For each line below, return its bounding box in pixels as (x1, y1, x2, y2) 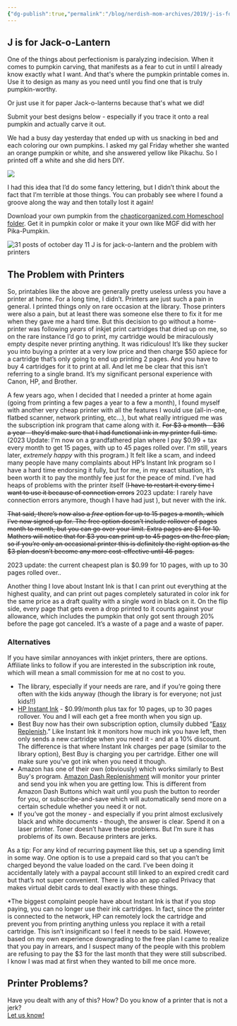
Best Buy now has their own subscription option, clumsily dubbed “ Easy (17, 720, 227, 728)
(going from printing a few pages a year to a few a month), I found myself (7, 398, 220, 407)
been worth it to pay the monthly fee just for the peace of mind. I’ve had (7, 474, 217, 482)
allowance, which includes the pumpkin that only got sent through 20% (7, 612, 214, 621)
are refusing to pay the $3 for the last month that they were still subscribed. (7, 949, 227, 958)
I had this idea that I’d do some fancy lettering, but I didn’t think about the (7, 183, 220, 191)
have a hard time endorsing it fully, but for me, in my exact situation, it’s (7, 466, 214, 475)
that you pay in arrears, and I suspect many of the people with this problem (7, 942, 226, 950)
